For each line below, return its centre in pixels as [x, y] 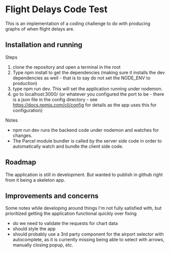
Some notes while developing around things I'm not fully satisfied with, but [83, 208]
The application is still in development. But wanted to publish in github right [84, 175]
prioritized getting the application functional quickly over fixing [71, 214]
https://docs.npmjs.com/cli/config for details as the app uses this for [84, 105]
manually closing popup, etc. [43, 245]
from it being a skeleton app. [35, 180]
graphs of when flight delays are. [40, 29]
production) [25, 83]
